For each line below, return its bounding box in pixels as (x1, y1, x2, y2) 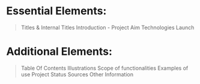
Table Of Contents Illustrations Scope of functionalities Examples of (20, 64, 189, 71)
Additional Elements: (6, 45, 113, 58)
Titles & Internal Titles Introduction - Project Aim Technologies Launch (20, 24, 195, 31)
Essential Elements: (6, 4, 107, 18)
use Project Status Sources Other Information (20, 70, 134, 78)
